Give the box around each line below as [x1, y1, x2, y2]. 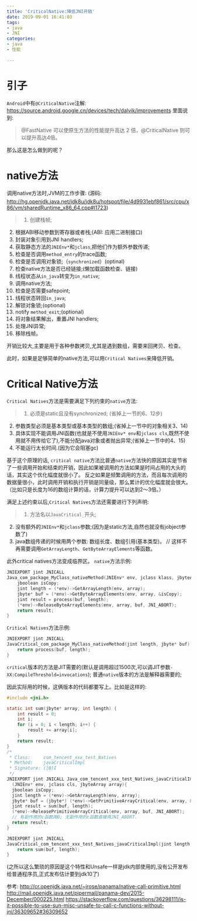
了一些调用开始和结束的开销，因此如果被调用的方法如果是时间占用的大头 [6, 464, 181, 471]
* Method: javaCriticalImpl [9, 760, 85, 766]
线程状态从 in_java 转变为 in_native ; [15, 272, 100, 280]
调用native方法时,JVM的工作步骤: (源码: [6, 189, 102, 196]
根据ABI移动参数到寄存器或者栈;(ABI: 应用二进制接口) [15, 229, 143, 236]
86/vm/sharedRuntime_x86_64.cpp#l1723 [6, 204, 107, 211]
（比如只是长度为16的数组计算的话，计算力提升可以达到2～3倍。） [6, 486, 164, 493]
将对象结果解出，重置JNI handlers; [15, 315, 99, 322]
